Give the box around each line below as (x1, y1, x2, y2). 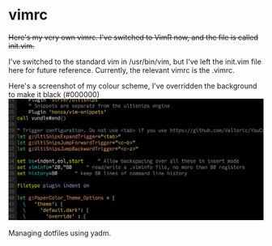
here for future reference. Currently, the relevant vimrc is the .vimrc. (8, 65, 235, 74)
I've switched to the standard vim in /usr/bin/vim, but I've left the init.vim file (8, 57, 261, 66)
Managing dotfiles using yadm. (8, 228, 112, 238)
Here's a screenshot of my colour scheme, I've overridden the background (8, 81, 257, 91)
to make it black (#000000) (8, 89, 100, 99)
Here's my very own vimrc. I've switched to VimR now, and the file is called (8, 32, 259, 42)
